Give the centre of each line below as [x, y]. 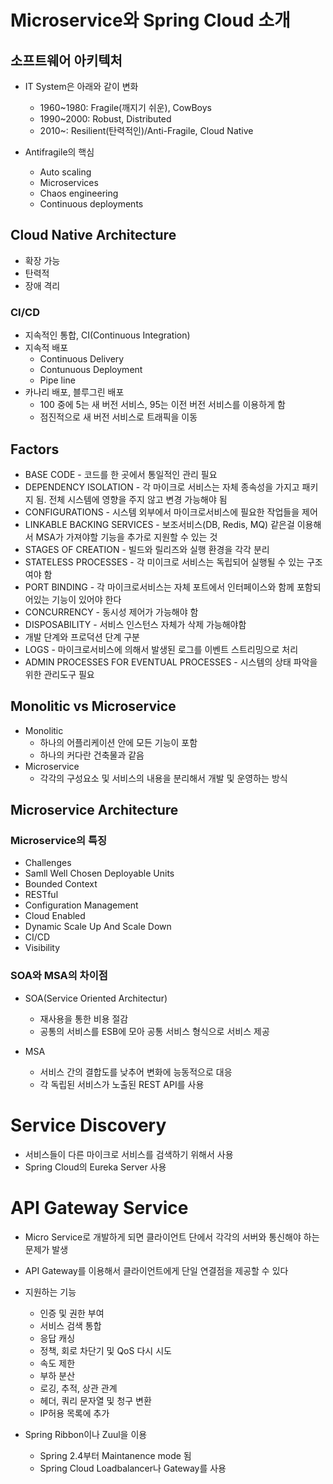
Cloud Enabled [55, 916]
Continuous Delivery [82, 359]
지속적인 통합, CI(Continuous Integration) [107, 335]
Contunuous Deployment [91, 370]
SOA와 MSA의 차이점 [59, 976]
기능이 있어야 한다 [86, 599]
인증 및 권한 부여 [72, 1313]
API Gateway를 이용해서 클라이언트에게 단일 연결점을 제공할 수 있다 [156, 1270]
